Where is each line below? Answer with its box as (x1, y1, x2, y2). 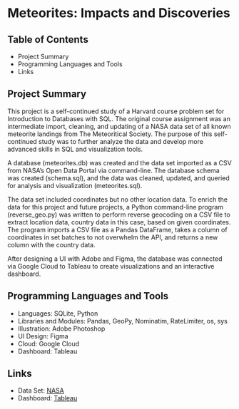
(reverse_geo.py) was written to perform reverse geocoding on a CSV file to (7, 210, 230, 219)
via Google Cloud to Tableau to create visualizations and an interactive (7, 262, 215, 270)
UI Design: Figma (17, 331, 69, 340)
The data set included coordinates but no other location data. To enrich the (7, 195, 228, 204)
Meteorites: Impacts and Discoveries (7, 5, 230, 21)
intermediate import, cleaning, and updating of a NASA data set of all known (7, 122, 231, 130)
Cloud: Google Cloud (17, 339, 80, 348)
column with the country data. (7, 240, 96, 249)
